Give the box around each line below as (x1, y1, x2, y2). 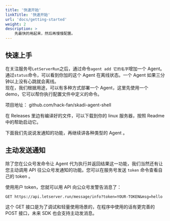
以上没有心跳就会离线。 (9, 78, 59, 84)
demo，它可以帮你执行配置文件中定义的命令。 (5, 91, 102, 97)
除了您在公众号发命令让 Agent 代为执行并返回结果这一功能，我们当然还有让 (5, 161, 163, 167)
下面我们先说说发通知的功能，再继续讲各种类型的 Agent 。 (5, 130, 128, 136)
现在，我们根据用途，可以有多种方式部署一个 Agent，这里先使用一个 (5, 84, 149, 90)
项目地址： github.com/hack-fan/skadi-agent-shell (5, 102, 111, 108)
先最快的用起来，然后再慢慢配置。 (14, 31, 75, 36)
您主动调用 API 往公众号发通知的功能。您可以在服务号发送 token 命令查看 (5, 167, 158, 173)
